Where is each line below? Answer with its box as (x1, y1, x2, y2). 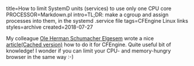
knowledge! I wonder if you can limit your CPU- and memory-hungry (6, 47, 171, 54)
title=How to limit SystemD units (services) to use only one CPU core (6, 5, 172, 12)
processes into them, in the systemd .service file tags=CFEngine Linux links (6, 18, 189, 24)
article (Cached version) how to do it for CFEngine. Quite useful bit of (6, 41, 171, 48)
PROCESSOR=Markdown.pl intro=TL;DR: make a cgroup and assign (6, 11, 169, 18)
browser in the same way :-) (6, 54, 74, 60)
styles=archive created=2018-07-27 (6, 23, 93, 30)
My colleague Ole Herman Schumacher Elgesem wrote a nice (6, 35, 154, 41)
